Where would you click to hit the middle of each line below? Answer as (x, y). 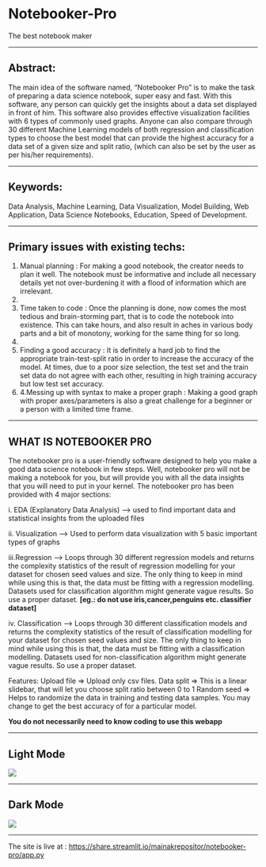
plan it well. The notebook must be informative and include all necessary (138, 274)
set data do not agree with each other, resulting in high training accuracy (138, 376)
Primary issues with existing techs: (97, 247)
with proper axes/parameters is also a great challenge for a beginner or (136, 401)
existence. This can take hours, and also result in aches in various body (136, 325)
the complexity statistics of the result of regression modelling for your (122, 566)
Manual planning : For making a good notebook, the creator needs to (131, 266)
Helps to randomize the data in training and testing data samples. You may (129, 698)
